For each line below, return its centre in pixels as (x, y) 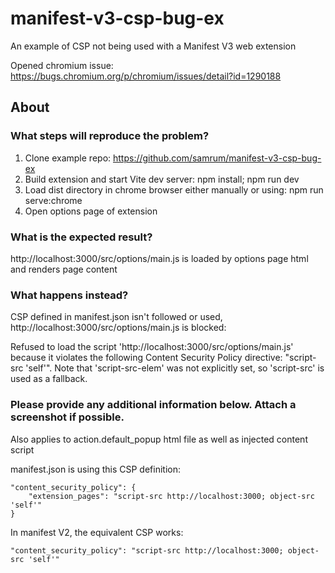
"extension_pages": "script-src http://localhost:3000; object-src (171, 496)
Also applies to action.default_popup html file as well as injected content (159, 439)
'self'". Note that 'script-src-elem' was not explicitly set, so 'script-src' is (175, 368)
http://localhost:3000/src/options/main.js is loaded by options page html (159, 258)
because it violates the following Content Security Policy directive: (146, 358)
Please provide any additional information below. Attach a (153, 405)
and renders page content (64, 269)
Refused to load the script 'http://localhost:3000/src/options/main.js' (152, 347)
